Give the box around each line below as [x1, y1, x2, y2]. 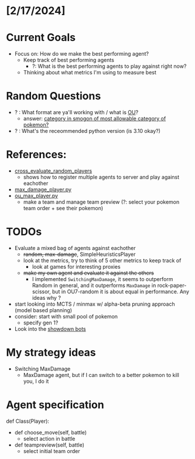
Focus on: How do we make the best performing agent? [14, 50, 149, 57]
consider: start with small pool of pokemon [14, 313, 118, 320]
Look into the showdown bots [14, 325, 86, 332]
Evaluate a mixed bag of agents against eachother [14, 244, 136, 251]
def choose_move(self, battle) [14, 429, 87, 436]
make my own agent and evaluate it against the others [23, 269, 154, 276]
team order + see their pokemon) [23, 205, 104, 211]
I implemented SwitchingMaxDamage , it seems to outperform [32, 275, 173, 282]
